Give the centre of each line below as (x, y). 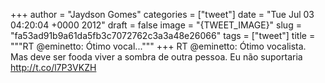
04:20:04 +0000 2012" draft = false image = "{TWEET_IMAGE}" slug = (156, 25)
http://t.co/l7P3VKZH (53, 67)
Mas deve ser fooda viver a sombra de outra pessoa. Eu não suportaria (156, 57)
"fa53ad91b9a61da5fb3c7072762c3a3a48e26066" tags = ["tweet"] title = (163, 35)
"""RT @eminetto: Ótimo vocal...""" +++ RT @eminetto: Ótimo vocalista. (158, 46)
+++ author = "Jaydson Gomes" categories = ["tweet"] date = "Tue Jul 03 (162, 14)
